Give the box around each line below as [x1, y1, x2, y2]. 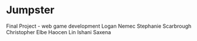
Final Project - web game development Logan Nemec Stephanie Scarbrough [6, 23, 192, 29]
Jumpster [6, 3, 55, 17]
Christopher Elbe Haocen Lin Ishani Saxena [6, 28, 111, 35]
